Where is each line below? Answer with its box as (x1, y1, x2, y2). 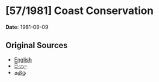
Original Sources (5, 40, 68, 50)
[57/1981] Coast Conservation (5, 4, 154, 18)
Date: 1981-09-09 (5, 23, 49, 30)
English (13, 56, 32, 63)
